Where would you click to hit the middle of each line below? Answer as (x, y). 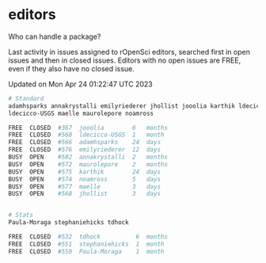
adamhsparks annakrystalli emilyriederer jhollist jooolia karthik (122, 106)
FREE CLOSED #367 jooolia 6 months (88, 128)
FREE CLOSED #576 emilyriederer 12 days (84, 150)
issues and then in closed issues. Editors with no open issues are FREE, (125, 60)
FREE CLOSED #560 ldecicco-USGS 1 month (86, 135)
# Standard (26, 98)
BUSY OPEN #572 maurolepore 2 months (88, 164)
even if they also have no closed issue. (71, 68)
